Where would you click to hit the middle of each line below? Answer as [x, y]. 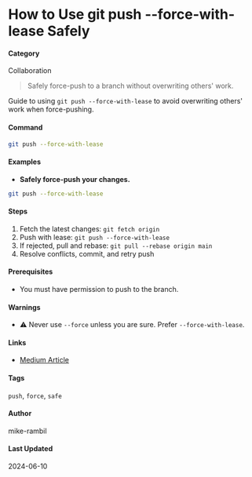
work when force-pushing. [51, 109]
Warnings [24, 307]
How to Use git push [75, 15]
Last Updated [31, 449]
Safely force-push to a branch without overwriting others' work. [130, 86]
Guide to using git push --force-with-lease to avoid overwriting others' [126, 101]
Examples [25, 162]
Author [20, 413]
